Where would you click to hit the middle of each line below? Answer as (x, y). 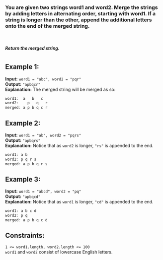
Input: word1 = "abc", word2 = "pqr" (43, 79)
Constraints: (25, 235)
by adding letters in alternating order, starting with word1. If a (80, 13)
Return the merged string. (32, 48)
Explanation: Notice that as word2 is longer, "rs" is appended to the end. (79, 145)
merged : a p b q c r (27, 108)
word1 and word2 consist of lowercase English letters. (59, 252)
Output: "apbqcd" (23, 196)
